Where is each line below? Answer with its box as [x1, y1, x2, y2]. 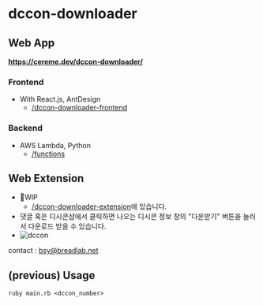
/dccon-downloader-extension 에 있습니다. [31, 202, 167, 211]
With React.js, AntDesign [19, 95, 101, 104]
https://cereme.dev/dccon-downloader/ [8, 57, 144, 66]
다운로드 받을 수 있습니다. [28, 221, 107, 231]
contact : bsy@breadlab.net [8, 246, 99, 255]
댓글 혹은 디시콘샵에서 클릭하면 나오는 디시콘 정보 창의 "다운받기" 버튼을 [19, 212, 242, 221]
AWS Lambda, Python [19, 140, 91, 150]
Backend [8, 123, 43, 134]
